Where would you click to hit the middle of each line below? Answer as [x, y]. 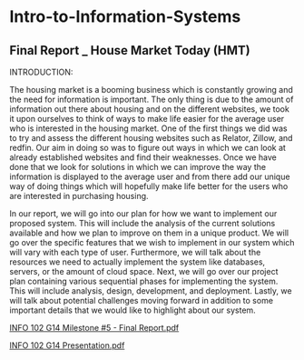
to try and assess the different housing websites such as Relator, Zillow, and [151, 138]
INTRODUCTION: [41, 72]
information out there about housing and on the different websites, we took [150, 109]
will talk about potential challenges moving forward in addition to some [142, 300]
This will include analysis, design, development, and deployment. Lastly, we [151, 291]
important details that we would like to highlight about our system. [132, 310]
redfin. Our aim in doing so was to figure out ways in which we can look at [147, 148]
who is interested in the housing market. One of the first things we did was [148, 128]
